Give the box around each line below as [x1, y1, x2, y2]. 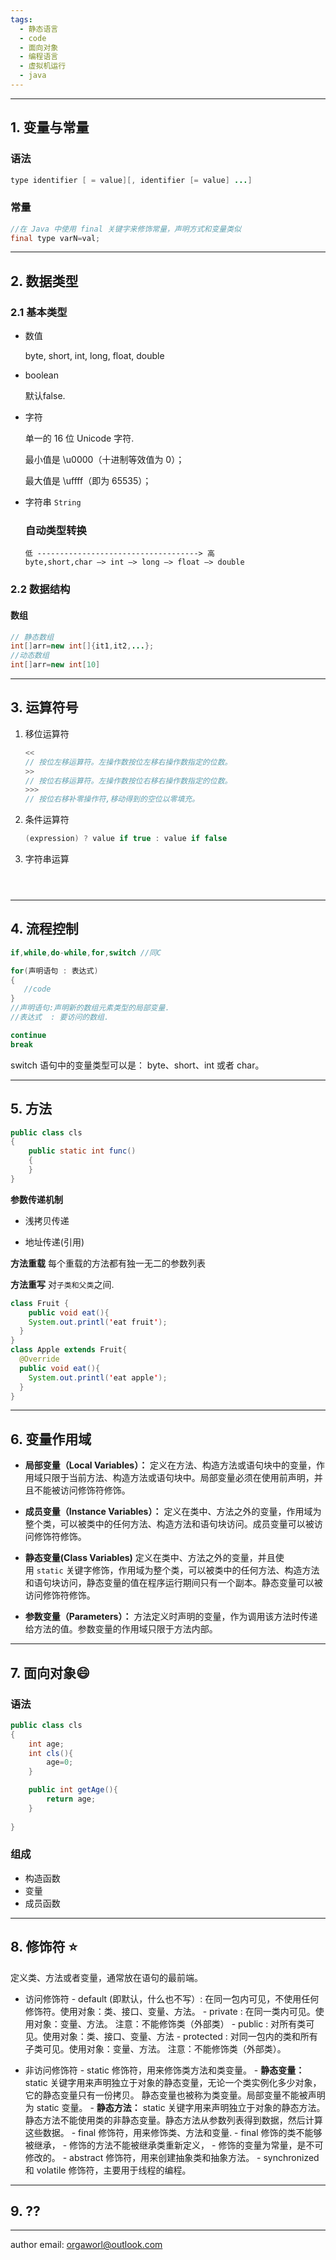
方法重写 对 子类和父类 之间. [10, 1278, 115, 1290]
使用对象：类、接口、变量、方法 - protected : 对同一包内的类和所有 [42, 2030, 318, 2042]
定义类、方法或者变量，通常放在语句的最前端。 [10, 1971, 203, 1983]
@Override [19, 1354, 60, 1365]
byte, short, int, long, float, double [24, 350, 165, 362]
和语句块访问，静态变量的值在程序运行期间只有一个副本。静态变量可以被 [24, 1577, 323, 1589]
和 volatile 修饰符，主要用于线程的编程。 [24, 2164, 192, 2176]
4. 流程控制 [10, 921, 79, 938]
